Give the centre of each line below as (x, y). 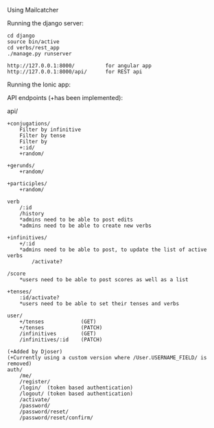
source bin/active (33, 42)
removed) (20, 364)
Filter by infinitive (50, 130)
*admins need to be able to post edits (76, 219)
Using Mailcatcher (33, 10)
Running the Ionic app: (39, 84)
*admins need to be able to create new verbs (86, 226)
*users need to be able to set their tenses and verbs (99, 304)
